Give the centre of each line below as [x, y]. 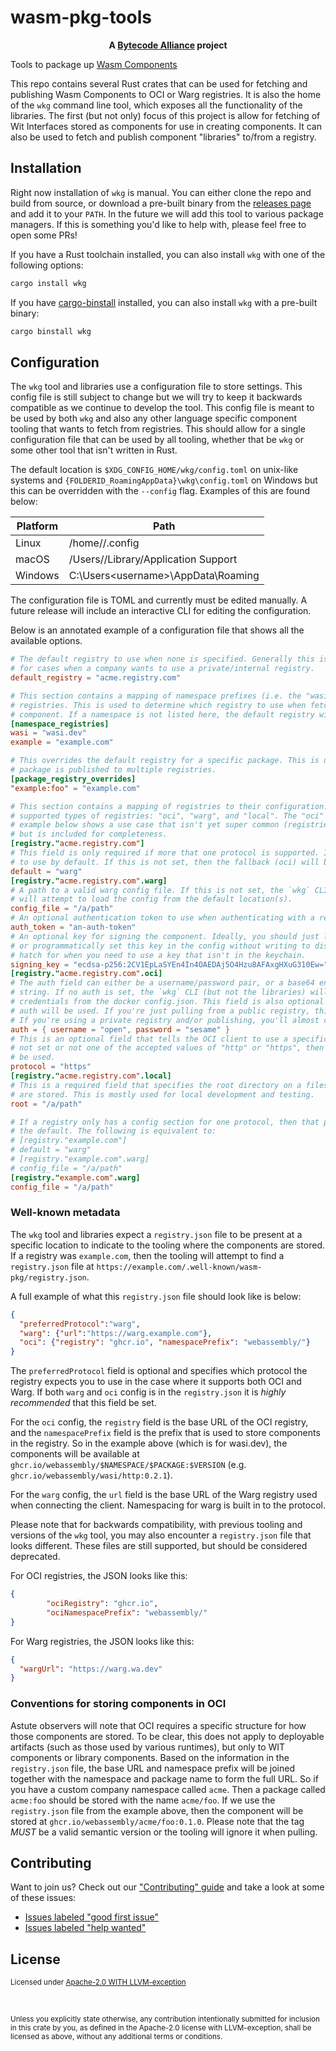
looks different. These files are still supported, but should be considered [159, 1546]
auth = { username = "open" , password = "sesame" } [120, 1029]
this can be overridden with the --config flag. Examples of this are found [160, 491]
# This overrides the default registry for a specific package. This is [165, 761]
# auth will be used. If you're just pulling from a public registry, [160, 1011]
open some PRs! [44, 235]
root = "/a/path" [46, 1104]
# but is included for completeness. [89, 834]
